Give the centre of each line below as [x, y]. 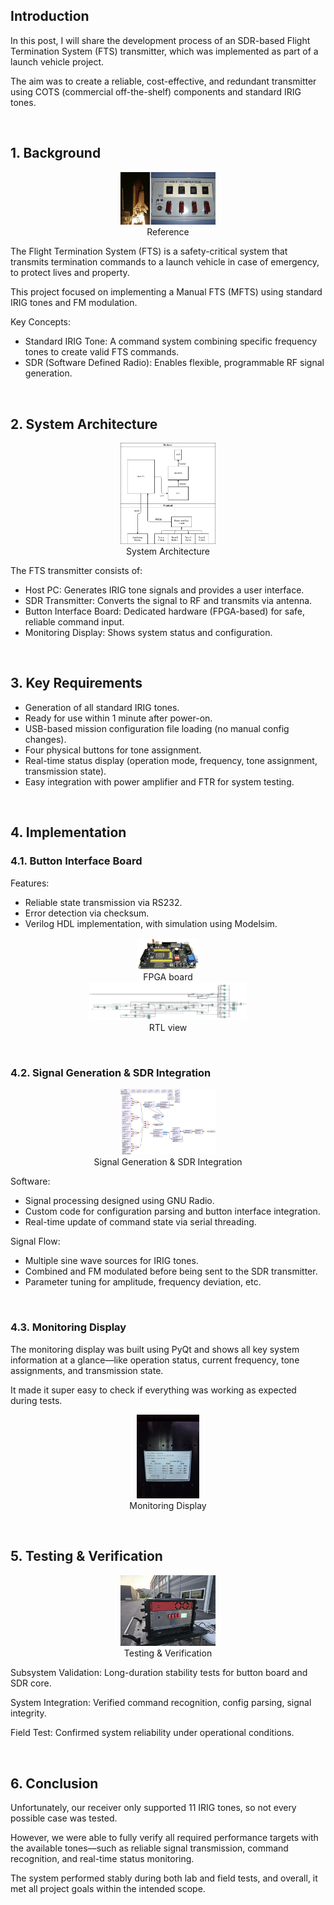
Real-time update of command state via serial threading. [140, 1222]
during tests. [36, 1400]
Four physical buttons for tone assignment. [113, 750]
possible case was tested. [64, 1818]
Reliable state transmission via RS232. [103, 902]
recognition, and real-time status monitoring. [102, 1858]
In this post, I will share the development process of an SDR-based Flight [160, 40]
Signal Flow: [35, 1241]
